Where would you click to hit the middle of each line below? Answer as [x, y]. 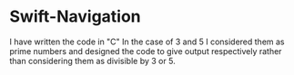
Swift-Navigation [75, 17]
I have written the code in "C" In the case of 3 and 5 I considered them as [147, 42]
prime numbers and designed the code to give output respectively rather [146, 51]
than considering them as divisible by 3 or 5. [92, 61]
